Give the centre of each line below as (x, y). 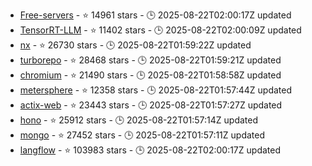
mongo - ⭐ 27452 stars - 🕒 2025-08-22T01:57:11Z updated (142, 135)
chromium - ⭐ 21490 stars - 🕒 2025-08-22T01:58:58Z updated (150, 75)
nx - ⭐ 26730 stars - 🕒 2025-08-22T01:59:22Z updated (135, 45)
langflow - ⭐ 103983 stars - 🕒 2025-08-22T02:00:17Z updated (150, 150)
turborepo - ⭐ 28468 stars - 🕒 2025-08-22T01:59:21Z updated (150, 60)
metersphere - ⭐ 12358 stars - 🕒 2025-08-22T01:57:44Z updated (156, 90)
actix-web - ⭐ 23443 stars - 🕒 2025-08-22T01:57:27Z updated (151, 105)
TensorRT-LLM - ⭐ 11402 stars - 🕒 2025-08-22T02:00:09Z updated (160, 30)
